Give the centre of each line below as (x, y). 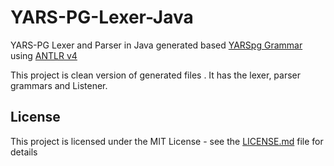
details (24, 152)
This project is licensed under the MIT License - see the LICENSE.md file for (167, 141)
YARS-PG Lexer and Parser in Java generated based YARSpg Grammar (156, 45)
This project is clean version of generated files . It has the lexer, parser (156, 75)
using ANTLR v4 (44, 55)
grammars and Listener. (59, 85)
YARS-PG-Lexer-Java (102, 17)
